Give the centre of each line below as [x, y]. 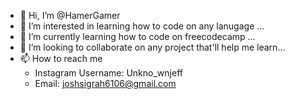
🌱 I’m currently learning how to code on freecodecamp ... [137, 36]
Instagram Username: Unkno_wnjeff [108, 73]
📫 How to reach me [61, 58]
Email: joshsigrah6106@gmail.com [105, 83]
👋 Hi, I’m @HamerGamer [70, 15]
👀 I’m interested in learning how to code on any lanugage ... [142, 26]
